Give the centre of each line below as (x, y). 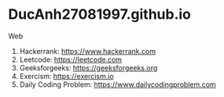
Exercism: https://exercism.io (66, 76)
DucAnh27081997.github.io (99, 14)
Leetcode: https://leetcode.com (71, 59)
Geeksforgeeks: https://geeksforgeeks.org (88, 67)
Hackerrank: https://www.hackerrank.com (87, 51)
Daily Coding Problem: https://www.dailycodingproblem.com (118, 84)
